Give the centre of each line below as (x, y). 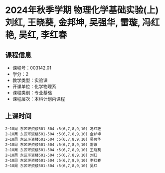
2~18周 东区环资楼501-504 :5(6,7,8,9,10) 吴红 (51, 166)
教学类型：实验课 (30, 80)
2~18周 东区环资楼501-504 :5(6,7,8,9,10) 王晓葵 (53, 150)
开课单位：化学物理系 (34, 86)
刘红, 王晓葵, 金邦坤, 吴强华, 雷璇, (73, 23)
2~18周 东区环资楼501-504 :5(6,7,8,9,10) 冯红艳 (53, 129)
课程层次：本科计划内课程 (39, 99)
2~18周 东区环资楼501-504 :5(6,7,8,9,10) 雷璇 (51, 145)
